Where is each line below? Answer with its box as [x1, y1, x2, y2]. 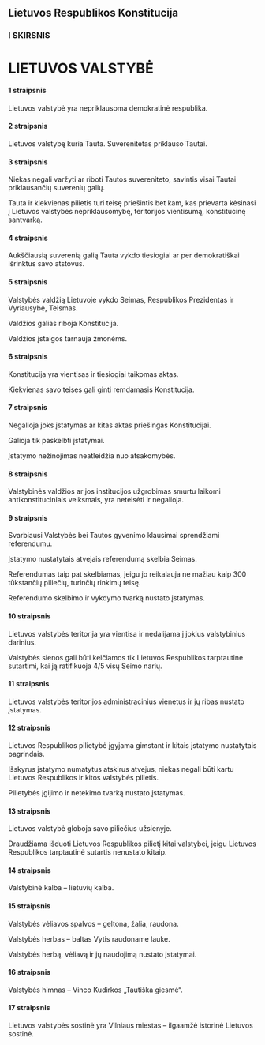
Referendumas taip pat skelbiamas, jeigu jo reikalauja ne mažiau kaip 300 [8, 569, 247, 579]
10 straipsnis [8, 611, 51, 621]
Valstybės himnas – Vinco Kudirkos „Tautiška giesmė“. [8, 985, 183, 994]
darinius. [8, 637, 37, 647]
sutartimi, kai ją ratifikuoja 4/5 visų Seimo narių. [8, 661, 163, 671]
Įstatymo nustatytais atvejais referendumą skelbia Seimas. [8, 554, 197, 564]
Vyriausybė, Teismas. [8, 303, 78, 313]
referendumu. [8, 539, 53, 548]
